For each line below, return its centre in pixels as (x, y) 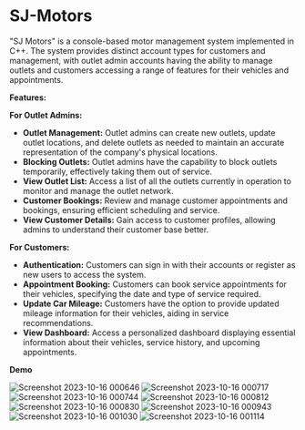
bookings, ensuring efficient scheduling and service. (121, 210)
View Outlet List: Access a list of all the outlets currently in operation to (157, 181)
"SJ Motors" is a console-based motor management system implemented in (152, 41)
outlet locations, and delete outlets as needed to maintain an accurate (153, 142)
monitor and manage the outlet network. (98, 190)
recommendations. (58, 322)
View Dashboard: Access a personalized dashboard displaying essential (159, 333)
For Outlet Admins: (46, 115)
